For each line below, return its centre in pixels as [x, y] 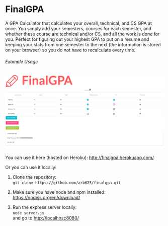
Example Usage [22, 61]
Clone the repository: [34, 177]
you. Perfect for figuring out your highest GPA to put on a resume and [77, 39]
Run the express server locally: [45, 207]
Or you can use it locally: [31, 167]
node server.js [28, 213]
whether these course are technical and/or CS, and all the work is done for [82, 34]
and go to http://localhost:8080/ [46, 218]
